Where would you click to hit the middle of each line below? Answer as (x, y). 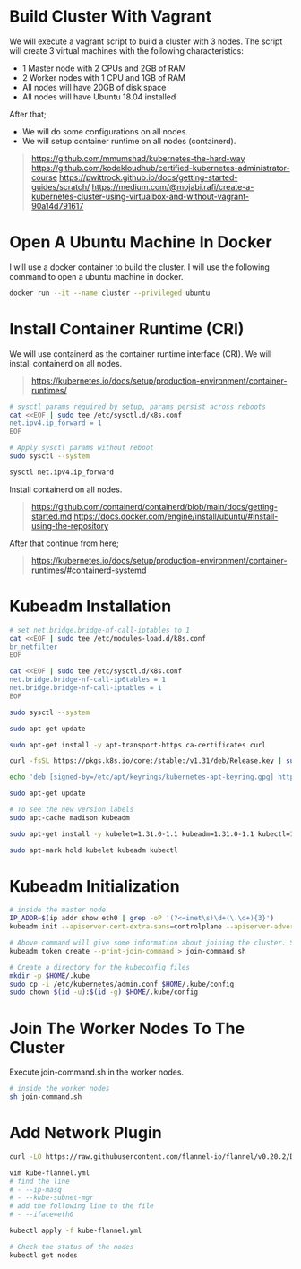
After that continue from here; (64, 543)
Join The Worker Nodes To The (127, 1028)
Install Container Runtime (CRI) (127, 328)
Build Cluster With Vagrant (111, 17)
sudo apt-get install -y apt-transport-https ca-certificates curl (138, 745)
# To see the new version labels (72, 809)
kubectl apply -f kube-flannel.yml (76, 1231)
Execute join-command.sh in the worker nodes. (97, 1072)
